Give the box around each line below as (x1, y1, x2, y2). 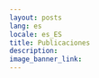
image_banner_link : (9, 55, 83, 64)
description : (9, 47, 58, 56)
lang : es (9, 22, 42, 30)
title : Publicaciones (9, 38, 91, 48)
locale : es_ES (9, 30, 63, 39)
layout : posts (9, 13, 63, 22)
